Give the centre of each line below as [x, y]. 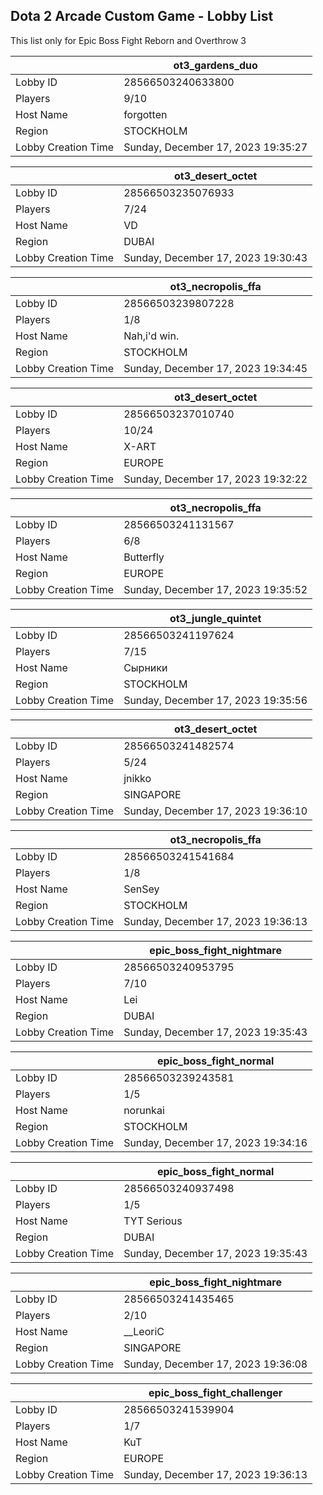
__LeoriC [144, 1331]
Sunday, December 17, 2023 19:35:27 [215, 147]
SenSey [141, 889]
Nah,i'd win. [151, 336]
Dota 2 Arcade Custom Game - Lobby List [142, 16]
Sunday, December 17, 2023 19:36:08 [215, 1364]
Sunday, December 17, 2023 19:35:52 [215, 589]
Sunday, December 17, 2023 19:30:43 [215, 257]
